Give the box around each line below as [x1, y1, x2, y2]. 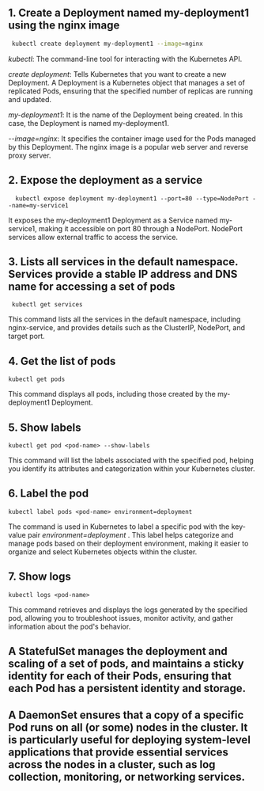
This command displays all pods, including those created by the [8, 390, 216, 399]
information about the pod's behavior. [8, 622, 131, 631]
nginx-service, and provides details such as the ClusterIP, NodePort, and [8, 323, 245, 333]
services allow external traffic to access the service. [8, 232, 179, 241]
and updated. [8, 94, 52, 104]
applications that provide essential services [8, 746, 229, 759]
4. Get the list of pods [8, 354, 116, 367]
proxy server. [8, 150, 51, 160]
